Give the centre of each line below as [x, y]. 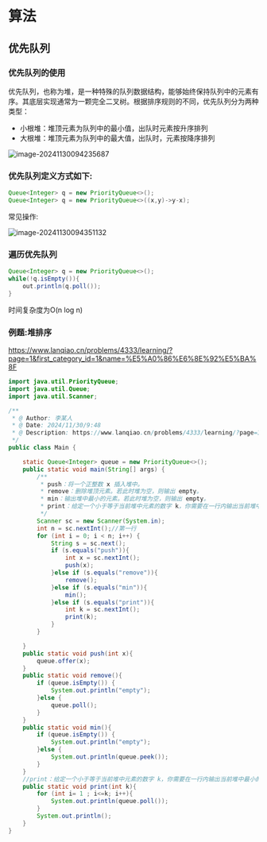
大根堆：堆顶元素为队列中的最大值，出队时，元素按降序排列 [117, 138]
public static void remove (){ [73, 676]
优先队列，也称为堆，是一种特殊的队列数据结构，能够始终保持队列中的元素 [130, 91]
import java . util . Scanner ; [53, 396]
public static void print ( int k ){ [79, 786]
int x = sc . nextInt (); [103, 558]
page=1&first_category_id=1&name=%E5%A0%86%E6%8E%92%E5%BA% [132, 359]
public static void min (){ [67, 728]
